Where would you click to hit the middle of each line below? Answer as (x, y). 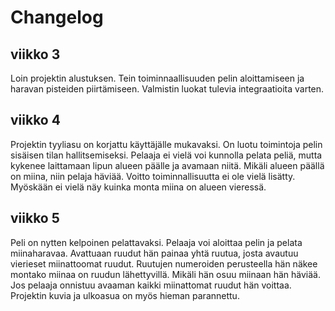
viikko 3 (35, 54)
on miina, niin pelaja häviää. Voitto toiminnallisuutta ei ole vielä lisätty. (153, 176)
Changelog (57, 17)
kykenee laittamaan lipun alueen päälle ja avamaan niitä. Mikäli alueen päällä (167, 165)
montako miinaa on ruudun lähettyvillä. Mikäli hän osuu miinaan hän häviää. (165, 274)
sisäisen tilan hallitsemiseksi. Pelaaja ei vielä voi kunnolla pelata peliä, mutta (166, 155)
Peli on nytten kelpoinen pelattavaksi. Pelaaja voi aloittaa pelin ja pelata (156, 242)
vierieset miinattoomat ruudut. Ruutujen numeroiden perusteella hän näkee (164, 263)
